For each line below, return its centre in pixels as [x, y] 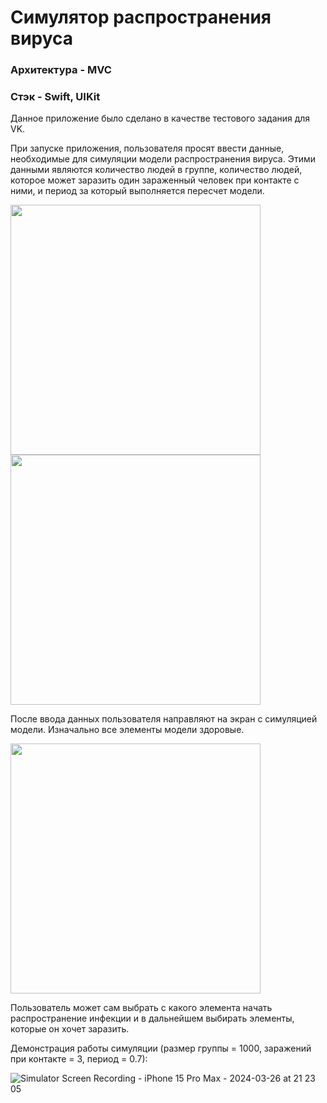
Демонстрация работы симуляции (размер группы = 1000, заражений [161, 1048]
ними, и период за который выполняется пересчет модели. [137, 191]
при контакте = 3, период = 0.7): [79, 1059]
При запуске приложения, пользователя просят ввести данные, [147, 148]
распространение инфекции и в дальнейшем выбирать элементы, [152, 1018]
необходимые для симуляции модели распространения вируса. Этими [163, 159]
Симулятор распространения [141, 17]
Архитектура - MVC [61, 70]
